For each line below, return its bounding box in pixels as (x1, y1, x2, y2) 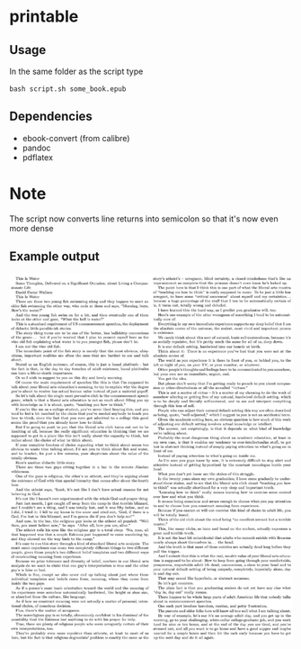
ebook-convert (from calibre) (22, 132, 130, 143)
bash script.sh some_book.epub (9, 85, 127, 94)
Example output (9, 249, 101, 265)
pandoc (22, 142, 51, 153)
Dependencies (9, 109, 93, 124)
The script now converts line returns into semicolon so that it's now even (9, 213, 279, 224)
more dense (9, 222, 54, 233)
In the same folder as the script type (9, 66, 144, 77)
